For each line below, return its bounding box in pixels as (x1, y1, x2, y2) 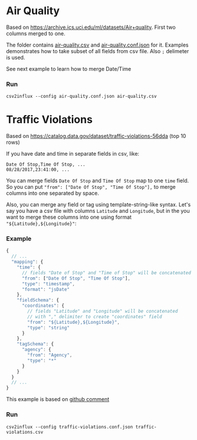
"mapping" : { (11, 259, 44, 265)
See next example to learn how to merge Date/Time (6, 65, 132, 72)
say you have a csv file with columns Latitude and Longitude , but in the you (6, 208, 190, 215)
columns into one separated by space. (6, 190, 99, 197)
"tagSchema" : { (17, 341, 54, 347)
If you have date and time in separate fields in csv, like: (6, 150, 140, 157)
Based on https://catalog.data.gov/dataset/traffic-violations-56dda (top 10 (6, 133, 186, 140)
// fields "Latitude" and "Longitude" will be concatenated (27, 308, 178, 314)
